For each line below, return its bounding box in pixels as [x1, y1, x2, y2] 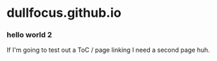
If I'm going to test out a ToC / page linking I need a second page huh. [6, 46, 210, 54]
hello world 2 [6, 30, 52, 40]
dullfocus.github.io [6, 5, 122, 21]
